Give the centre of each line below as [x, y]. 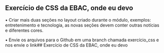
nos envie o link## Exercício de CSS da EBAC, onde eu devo [66, 45]
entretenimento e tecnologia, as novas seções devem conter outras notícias [82, 25]
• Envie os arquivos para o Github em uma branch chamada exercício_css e [82, 40]
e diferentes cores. [24, 30]
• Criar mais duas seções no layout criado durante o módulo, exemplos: [78, 20]
